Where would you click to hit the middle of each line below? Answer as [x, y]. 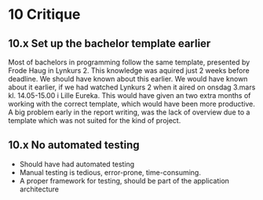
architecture [39, 189]
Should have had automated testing [77, 164]
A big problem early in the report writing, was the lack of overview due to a [129, 112]
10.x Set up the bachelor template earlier [110, 44]
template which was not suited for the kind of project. [95, 120]
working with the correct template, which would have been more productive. [131, 104]
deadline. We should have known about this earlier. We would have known [128, 79]
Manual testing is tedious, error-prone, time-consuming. [110, 172]
